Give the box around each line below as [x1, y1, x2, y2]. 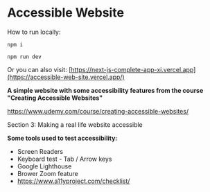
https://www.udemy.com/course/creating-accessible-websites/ [7, 107, 189, 115]
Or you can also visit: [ [7, 65, 71, 73]
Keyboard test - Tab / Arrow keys [17, 155, 112, 163]
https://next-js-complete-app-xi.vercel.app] [71, 65, 196, 73]
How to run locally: [7, 28, 61, 36]
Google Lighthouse [17, 162, 72, 171]
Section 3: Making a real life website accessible [7, 120, 143, 129]
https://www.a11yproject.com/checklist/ [17, 177, 130, 185]
